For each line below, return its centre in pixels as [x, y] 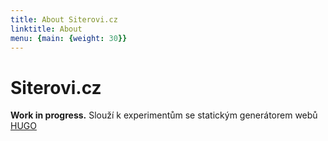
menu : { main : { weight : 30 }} [69, 38]
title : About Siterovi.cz [64, 19]
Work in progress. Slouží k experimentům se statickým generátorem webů [164, 115]
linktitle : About [46, 29]
